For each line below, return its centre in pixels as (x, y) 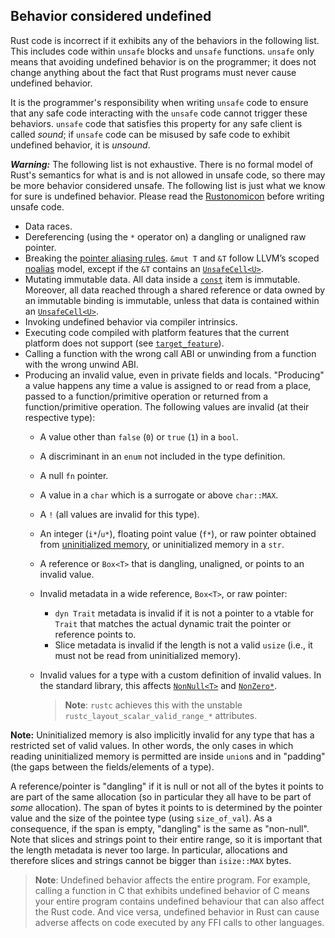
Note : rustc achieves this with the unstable (153, 705)
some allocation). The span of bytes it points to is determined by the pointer (166, 807)
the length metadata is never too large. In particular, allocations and (149, 850)
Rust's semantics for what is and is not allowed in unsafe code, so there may (168, 175)
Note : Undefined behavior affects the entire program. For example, (172, 880)
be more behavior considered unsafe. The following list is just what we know (168, 185)
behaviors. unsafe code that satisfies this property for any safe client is (156, 123)
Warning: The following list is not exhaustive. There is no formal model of (162, 164)
